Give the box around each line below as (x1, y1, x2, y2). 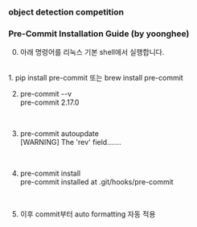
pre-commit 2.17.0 (19, 97, 80, 107)
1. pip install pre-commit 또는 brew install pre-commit (8, 73, 183, 83)
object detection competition (8, 6, 125, 18)
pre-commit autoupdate (19, 129, 99, 138)
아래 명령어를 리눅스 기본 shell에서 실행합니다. (19, 47, 165, 57)
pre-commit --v (19, 89, 72, 99)
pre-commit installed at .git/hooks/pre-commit (19, 177, 174, 187)
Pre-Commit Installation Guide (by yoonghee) (8, 27, 190, 39)
